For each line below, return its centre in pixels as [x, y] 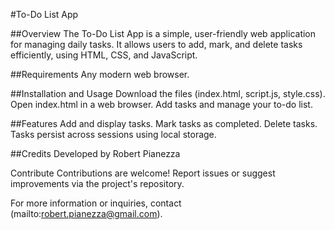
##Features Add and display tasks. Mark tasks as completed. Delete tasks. [164, 123]
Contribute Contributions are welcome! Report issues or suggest [143, 173]
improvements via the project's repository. [97, 183]
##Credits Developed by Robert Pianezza [95, 153]
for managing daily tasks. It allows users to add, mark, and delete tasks [156, 44]
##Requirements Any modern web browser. [100, 74]
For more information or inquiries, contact [96, 203]
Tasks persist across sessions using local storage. [113, 134]
